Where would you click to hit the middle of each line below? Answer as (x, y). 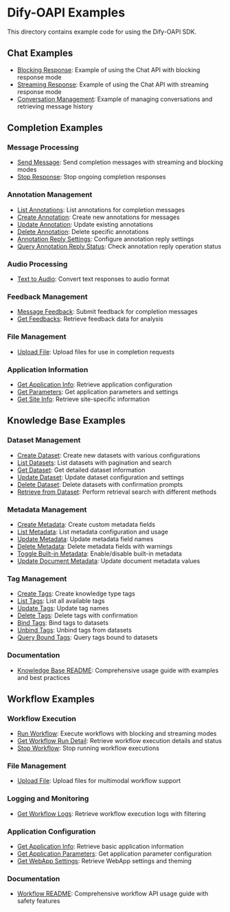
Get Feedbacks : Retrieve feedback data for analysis (90, 319)
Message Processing (43, 148)
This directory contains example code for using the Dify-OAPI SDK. (102, 32)
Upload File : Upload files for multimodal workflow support (99, 781)
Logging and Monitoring (48, 799)
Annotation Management (50, 195)
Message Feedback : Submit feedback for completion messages (107, 312)
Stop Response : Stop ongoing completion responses (91, 177)
